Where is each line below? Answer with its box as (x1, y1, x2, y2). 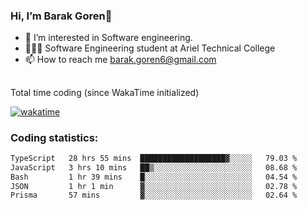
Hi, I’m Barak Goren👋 (10, 9, 113, 23)
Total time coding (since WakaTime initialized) (10, 86, 200, 98)
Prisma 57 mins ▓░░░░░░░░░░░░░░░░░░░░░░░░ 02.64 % (10, 190, 298, 201)
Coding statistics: (10, 130, 99, 144)
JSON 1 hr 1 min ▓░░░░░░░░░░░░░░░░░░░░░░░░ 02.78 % (10, 181, 298, 191)
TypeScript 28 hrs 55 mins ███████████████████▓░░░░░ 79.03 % (10, 153, 298, 163)
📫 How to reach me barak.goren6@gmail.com (24, 54, 217, 66)
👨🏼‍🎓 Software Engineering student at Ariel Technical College (24, 42, 276, 54)
